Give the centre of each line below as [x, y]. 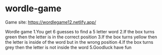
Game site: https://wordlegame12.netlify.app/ [51, 22]
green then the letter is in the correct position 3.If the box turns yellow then [81, 37]
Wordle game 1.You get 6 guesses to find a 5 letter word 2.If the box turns [80, 31]
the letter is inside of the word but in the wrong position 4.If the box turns [79, 42]
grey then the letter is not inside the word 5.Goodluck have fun [68, 47]
